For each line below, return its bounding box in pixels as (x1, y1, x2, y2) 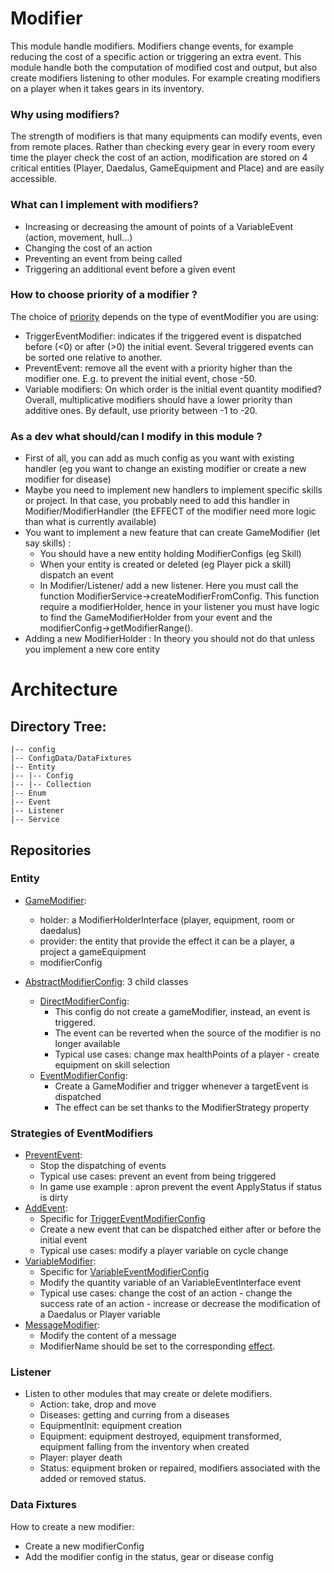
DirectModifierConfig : (39, 995, 130, 1007)
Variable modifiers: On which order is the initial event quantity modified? (24, 383, 322, 395)
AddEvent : (24, 1202, 68, 1214)
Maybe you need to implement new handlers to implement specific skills (24, 484, 323, 496)
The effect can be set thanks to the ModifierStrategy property (54, 1101, 310, 1113)
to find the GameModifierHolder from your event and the (39, 612, 273, 624)
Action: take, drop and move (39, 1398, 157, 1411)
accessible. (10, 173, 58, 185)
